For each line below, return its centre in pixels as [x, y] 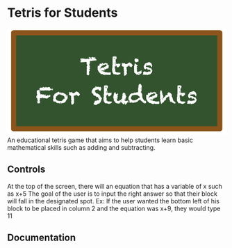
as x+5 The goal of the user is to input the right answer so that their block [112, 194]
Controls [26, 170]
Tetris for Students [63, 13]
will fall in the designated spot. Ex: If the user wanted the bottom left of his [114, 201]
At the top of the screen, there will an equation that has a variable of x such [115, 186]
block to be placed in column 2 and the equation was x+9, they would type [114, 208]
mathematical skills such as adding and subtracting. [81, 147]
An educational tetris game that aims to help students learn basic [100, 140]
